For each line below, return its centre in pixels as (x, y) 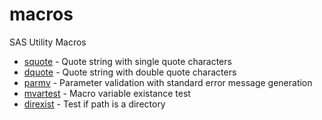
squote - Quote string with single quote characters (127, 61)
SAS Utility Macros (48, 42)
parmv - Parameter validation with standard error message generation (168, 82)
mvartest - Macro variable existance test (107, 93)
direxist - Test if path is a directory (94, 104)
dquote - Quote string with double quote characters (130, 72)
